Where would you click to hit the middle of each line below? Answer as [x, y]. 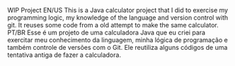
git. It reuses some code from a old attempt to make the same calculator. [113, 25]
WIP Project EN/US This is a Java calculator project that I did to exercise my [118, 10]
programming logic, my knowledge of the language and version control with [118, 18]
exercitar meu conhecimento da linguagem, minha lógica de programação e [117, 40]
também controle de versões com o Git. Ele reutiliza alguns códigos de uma [117, 47]
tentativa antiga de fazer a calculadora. [64, 55]
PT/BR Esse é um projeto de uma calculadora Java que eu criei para [107, 32]
